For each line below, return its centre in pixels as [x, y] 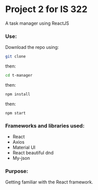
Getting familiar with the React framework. [49, 182]
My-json [21, 158]
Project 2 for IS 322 [46, 9]
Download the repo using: [32, 47]
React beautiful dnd [33, 153]
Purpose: [17, 171]
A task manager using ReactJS [37, 23]
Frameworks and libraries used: [45, 125]
